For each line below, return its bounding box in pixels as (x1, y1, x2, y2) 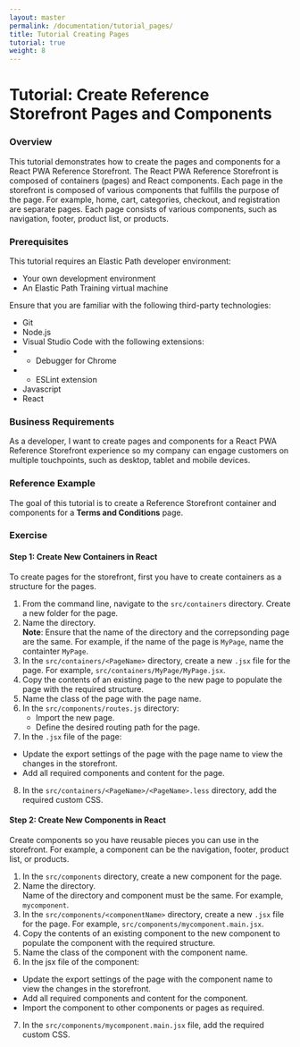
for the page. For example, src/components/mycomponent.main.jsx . (21, 918, 265, 929)
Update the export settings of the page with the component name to (21, 974, 273, 984)
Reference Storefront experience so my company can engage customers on (9, 445, 289, 456)
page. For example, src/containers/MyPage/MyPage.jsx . (21, 664, 226, 675)
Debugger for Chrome (35, 355, 117, 366)
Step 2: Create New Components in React (9, 815, 167, 825)
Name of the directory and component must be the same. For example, (21, 890, 284, 900)
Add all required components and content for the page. (21, 767, 225, 778)
